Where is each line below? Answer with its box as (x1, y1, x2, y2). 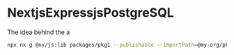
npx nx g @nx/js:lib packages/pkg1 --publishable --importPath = (7, 41, 198, 48)
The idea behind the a (7, 28, 70, 36)
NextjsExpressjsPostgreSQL (7, 5, 174, 21)
